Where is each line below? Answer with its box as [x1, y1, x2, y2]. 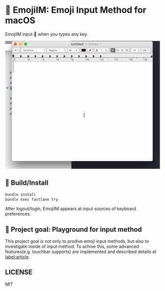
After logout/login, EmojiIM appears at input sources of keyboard [5, 206, 137, 212]
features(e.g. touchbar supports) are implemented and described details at [5, 248, 157, 255]
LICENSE [5, 268, 33, 277]
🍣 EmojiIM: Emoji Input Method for [5, 4, 146, 16]
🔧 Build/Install [5, 178, 49, 187]
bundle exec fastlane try [5, 197, 58, 202]
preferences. [5, 211, 31, 217]
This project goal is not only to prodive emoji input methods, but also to [5, 238, 149, 244]
